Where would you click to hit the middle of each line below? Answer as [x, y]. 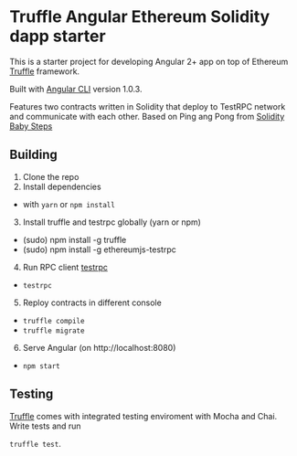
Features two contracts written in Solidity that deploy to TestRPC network [148, 106]
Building [33, 155]
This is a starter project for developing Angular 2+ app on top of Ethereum [149, 61]
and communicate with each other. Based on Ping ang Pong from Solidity [147, 116]
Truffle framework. [45, 71]
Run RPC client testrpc [65, 267]
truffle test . [35, 443]
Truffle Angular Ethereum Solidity [140, 17]
